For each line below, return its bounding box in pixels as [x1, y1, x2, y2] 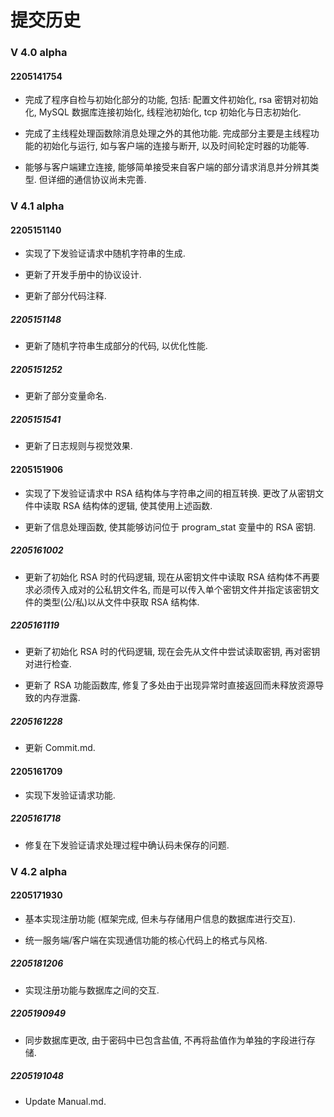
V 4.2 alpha [10, 864, 68, 878]
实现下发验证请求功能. [24, 789, 116, 801]
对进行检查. [24, 658, 72, 670]
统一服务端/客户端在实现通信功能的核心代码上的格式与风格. [24, 934, 268, 946]
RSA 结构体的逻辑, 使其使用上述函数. [62, 499, 213, 511]
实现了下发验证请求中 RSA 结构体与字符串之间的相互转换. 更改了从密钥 [24, 487, 316, 499]
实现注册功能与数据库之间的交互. [24, 984, 160, 996]
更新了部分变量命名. [24, 390, 107, 402]
